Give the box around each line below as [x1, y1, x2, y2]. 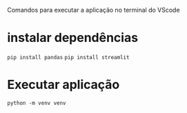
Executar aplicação [7, 77, 120, 92]
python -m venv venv [7, 99, 67, 106]
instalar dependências [7, 30, 139, 45]
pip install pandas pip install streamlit [7, 54, 130, 61]
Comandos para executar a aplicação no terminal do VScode [7, 6, 181, 14]
